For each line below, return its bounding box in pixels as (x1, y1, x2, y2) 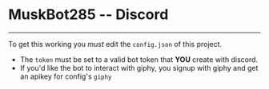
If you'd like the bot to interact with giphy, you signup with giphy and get (19, 63, 259, 72)
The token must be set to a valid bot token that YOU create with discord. (19, 54, 259, 64)
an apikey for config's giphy (19, 72, 112, 81)
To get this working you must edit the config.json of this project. (8, 39, 223, 48)
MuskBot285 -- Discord (8, 6, 169, 24)
